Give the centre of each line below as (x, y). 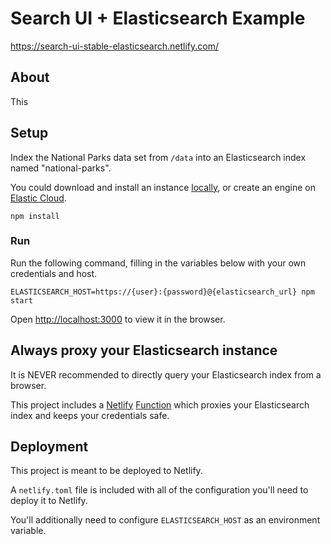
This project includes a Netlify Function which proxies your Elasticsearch (160, 404)
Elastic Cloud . (38, 198)
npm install (35, 216)
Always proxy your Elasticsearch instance (144, 350)
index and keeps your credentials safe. (90, 415)
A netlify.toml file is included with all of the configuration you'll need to (159, 490)
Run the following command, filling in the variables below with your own (158, 263)
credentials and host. (54, 273)
